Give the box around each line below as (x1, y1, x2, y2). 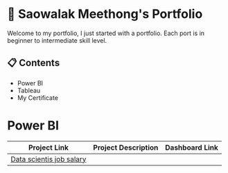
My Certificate (17, 93, 59, 102)
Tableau (17, 86, 41, 94)
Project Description (93, 143, 159, 152)
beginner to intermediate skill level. (7, 36, 107, 44)
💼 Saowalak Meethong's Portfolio (7, 6, 203, 22)
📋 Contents (7, 57, 60, 69)
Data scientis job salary (10, 154, 87, 164)
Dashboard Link (165, 143, 218, 152)
